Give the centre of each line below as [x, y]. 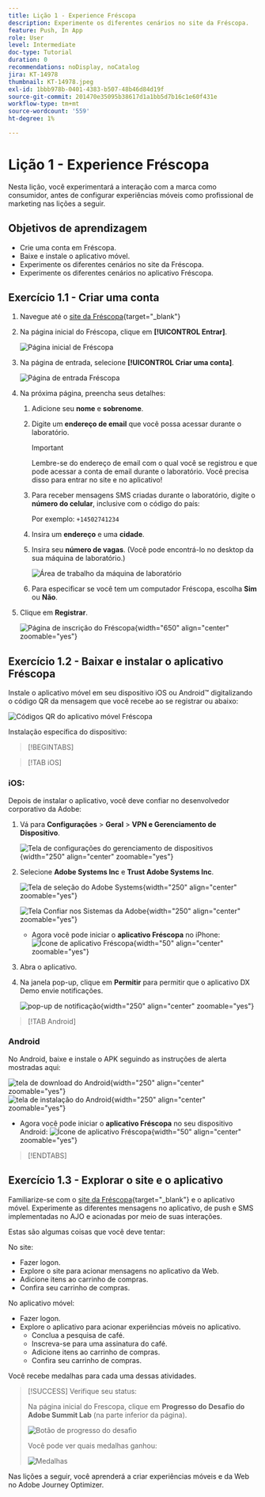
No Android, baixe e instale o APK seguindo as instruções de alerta [117, 1059]
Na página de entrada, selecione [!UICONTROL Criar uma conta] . [127, 363]
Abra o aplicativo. [48, 966]
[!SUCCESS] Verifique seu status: [82, 1391]
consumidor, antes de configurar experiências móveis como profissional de [131, 195]
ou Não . [44, 597]
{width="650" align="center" [182, 628]
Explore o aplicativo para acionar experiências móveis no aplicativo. [130, 1327]
